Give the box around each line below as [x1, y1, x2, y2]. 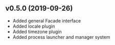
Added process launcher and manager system [12, 34, 110, 40]
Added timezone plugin [12, 28, 62, 35]
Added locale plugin [12, 23, 55, 29]
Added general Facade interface [12, 17, 81, 24]
